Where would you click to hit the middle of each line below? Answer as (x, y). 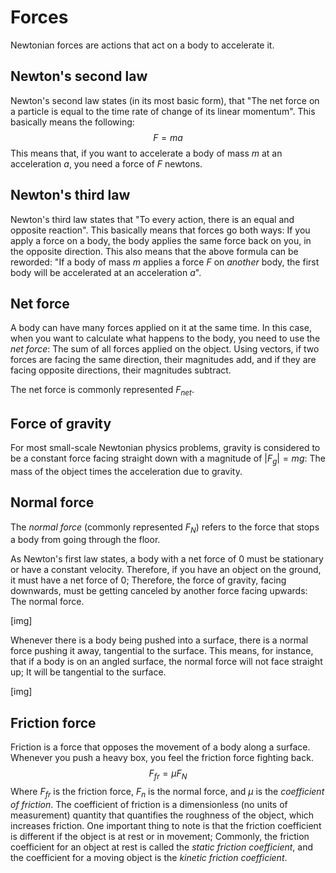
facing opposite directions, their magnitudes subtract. (121, 370)
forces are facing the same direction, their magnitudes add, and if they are (163, 360)
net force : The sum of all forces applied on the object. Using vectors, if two (165, 349)
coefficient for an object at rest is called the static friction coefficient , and (161, 847)
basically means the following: (72, 122)
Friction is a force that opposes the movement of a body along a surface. (160, 747)
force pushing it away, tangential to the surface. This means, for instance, (162, 651)
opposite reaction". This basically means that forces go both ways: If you (160, 230)
